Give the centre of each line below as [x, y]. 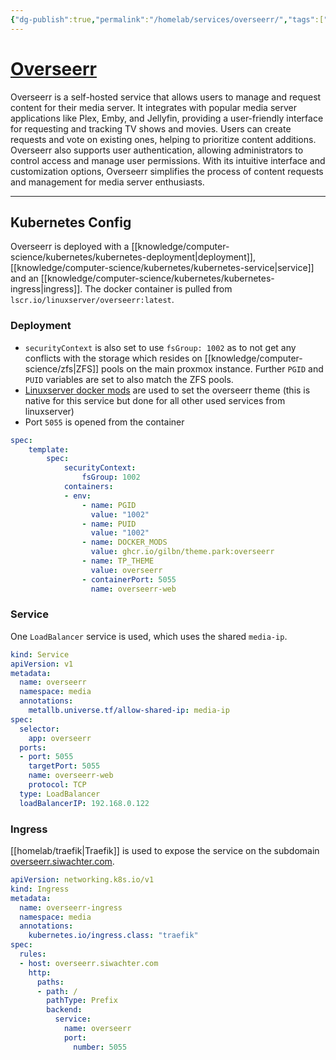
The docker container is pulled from [158, 289]
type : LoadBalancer [60, 794]
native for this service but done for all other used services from [155, 400]
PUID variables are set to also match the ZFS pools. [129, 379]
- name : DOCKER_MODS [124, 542]
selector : [39, 729]
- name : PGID [109, 505]
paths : [50, 982]
